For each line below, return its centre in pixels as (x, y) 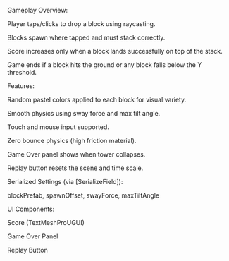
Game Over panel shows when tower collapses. (76, 154)
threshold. (22, 72)
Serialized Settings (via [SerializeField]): (65, 182)
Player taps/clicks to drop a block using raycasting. (81, 24)
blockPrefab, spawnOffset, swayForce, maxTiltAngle (83, 195)
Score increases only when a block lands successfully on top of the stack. (115, 51)
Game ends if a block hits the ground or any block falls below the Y (105, 65)
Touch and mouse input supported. (58, 127)
